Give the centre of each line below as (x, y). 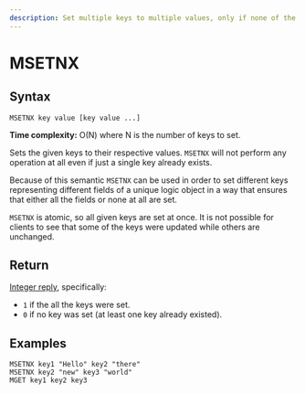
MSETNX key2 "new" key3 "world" (71, 373)
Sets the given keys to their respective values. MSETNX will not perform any (148, 153)
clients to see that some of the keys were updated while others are (135, 227)
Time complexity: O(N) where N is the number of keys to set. (125, 134)
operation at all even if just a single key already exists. (111, 162)
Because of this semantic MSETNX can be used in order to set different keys (149, 180)
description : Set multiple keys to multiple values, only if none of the (153, 18)
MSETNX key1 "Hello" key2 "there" (75, 365)
